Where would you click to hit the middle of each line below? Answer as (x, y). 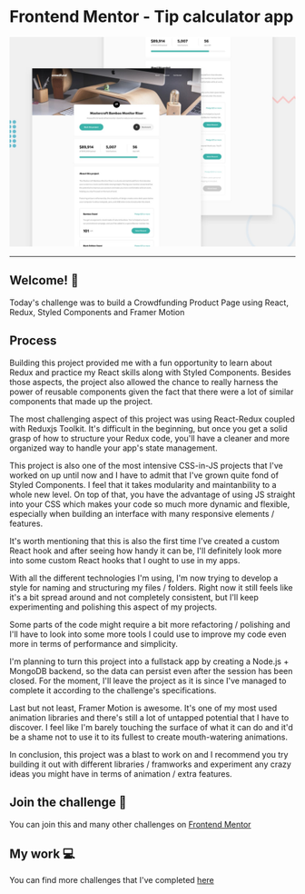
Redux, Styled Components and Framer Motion (97, 312)
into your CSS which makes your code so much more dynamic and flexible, (150, 504)
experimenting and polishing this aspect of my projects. (113, 607)
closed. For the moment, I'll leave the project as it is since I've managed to (148, 680)
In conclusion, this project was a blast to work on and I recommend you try (149, 754)
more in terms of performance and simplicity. (94, 643)
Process (33, 341)
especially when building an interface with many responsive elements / (142, 513)
